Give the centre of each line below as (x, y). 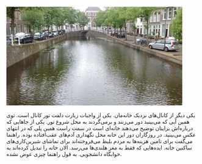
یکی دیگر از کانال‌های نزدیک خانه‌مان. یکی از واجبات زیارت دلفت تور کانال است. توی (101, 115)
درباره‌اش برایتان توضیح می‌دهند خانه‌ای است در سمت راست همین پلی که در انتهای (100, 128)
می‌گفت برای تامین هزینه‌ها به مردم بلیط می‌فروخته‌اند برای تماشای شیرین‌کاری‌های (100, 141)
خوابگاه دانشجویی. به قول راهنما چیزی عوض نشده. (64, 154)
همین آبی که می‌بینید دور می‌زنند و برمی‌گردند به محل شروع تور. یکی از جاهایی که (98, 122)
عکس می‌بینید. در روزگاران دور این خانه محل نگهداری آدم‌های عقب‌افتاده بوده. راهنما (101, 134)
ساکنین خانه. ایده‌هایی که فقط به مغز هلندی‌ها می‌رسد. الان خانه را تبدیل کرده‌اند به (99, 148)
